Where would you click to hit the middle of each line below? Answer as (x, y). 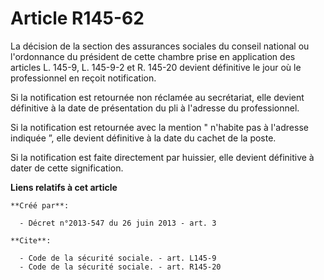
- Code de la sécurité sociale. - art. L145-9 (118, 258)
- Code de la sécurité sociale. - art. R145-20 (120, 267)
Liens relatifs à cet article (64, 187)
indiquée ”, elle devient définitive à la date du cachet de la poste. (143, 138)
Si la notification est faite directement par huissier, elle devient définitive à (162, 157)
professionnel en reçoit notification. (83, 78)
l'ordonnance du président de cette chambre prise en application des (153, 56)
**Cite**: (31, 240)
